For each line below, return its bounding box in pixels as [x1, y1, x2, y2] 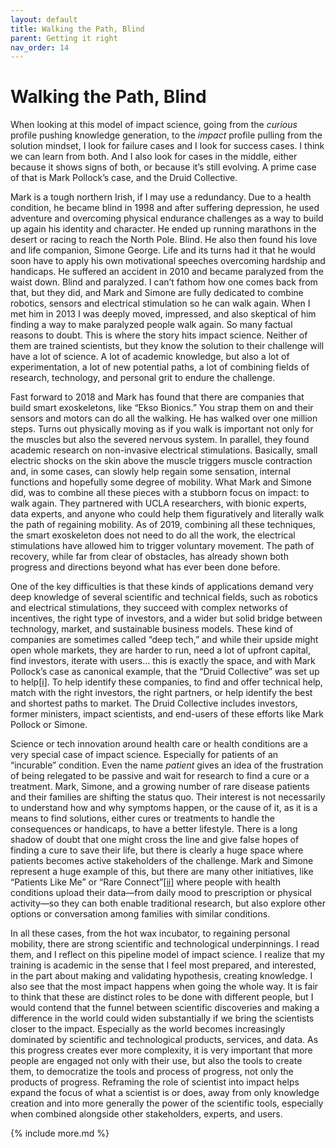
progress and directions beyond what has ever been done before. [10, 561, 281, 573]
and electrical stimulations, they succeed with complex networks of [10, 602, 288, 614]
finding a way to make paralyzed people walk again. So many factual [10, 319, 293, 331]
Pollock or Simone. [10, 719, 88, 731]
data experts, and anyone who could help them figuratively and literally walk [10, 508, 325, 520]
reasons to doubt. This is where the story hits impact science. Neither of [10, 329, 308, 341]
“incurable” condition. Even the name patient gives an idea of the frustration [10, 759, 324, 771]
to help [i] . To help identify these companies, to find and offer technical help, [10, 676, 323, 688]
